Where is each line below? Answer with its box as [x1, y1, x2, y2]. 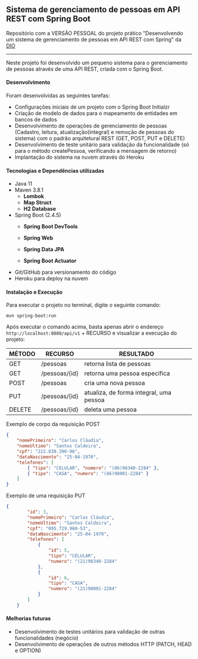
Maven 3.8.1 [14, 186, 44, 194]
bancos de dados [14, 116, 57, 123]
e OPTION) [14, 647, 41, 654]
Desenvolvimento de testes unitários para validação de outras [14, 628, 165, 635]
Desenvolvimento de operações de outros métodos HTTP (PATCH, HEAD [14, 641, 192, 648]
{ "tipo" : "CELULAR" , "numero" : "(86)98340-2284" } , [27, 465, 160, 471]
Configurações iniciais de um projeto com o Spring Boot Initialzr [14, 103, 170, 111]
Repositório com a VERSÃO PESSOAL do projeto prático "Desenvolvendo [6, 29, 184, 37]
